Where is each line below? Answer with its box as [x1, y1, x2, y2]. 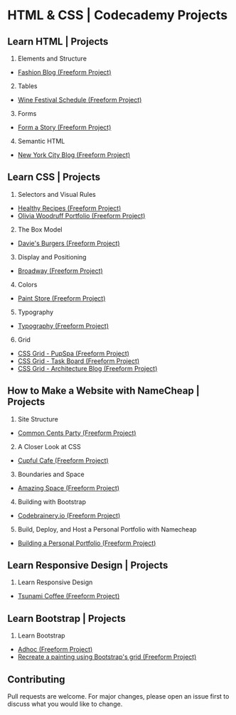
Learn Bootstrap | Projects [7, 612, 126, 625]
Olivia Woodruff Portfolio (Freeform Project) [17, 211, 146, 220]
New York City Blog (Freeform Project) [17, 151, 131, 159]
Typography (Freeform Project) [17, 321, 109, 330]
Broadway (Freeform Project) [17, 267, 103, 275]
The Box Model [17, 225, 63, 234]
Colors [17, 280, 38, 289]
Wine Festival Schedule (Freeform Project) [17, 96, 142, 104]
